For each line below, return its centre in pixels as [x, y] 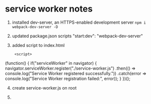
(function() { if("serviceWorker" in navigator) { [51, 63]
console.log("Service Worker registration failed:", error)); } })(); [68, 78]
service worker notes [49, 9]
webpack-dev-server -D [35, 27]
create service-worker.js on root [44, 88]
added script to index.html [38, 45]
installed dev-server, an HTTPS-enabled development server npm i [79, 22]
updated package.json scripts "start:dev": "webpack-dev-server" [77, 36]
